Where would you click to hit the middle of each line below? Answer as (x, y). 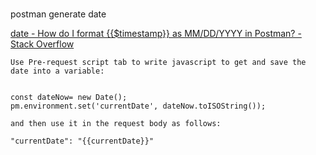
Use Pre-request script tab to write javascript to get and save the (158, 62)
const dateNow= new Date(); (69, 97)
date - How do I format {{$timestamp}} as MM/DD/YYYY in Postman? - (156, 33)
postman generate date (58, 14)
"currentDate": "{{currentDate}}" (82, 141)
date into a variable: (57, 71)
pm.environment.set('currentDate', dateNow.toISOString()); (138, 106)
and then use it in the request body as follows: (116, 123)
